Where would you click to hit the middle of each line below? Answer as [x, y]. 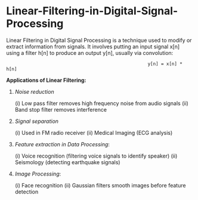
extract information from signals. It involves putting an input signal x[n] [93, 47]
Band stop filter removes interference [61, 109]
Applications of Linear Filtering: [46, 80]
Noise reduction [35, 91]
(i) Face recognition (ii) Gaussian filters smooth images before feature [100, 185]
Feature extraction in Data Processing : [62, 144]
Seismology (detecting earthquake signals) [67, 162]
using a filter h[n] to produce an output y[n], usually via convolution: [90, 53]
